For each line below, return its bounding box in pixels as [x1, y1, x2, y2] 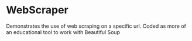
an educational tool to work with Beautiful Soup [6, 28, 121, 35]
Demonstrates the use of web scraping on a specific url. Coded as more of [6, 23, 186, 29]
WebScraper [6, 3, 68, 17]
